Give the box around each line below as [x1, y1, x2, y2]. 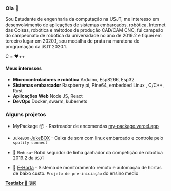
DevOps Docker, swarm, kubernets [12, 98, 88, 104]
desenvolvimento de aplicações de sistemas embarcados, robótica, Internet [5, 22, 166, 28]
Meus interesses [5, 65, 42, 71]
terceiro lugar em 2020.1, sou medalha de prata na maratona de [5, 38, 140, 44]
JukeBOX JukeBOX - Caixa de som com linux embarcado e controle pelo [12, 135, 163, 141]
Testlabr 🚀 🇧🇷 [5, 180, 37, 186]
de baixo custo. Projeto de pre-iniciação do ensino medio [12, 170, 139, 176]
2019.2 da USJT [12, 155, 45, 161]
